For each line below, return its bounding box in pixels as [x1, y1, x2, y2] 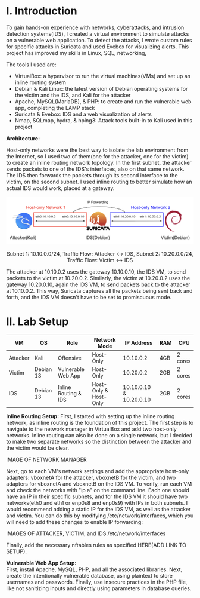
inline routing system [14, 79, 67, 86]
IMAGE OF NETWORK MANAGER [6, 456, 87, 464]
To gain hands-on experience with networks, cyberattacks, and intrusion [6, 24, 185, 31]
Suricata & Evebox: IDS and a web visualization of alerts [14, 111, 152, 118]
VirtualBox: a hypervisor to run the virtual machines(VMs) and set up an [14, 72, 190, 79]
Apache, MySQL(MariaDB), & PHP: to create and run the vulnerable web [14, 97, 192, 105]
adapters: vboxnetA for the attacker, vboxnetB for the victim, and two [6, 474, 176, 482]
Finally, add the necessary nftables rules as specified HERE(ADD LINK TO [6, 542, 186, 549]
